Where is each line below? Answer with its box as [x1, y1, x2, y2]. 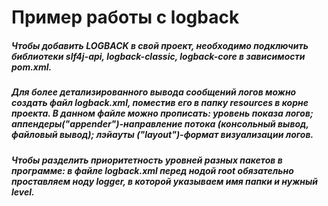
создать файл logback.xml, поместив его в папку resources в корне [11, 97, 309, 109]
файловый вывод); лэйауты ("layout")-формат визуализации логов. [11, 129, 314, 141]
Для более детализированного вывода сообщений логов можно [11, 86, 297, 98]
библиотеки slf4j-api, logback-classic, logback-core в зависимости [11, 50, 306, 62]
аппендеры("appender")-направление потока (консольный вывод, [11, 118, 309, 130]
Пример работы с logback [11, 6, 240, 29]
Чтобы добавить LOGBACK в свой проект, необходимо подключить [11, 39, 309, 51]
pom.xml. [11, 61, 53, 73]
